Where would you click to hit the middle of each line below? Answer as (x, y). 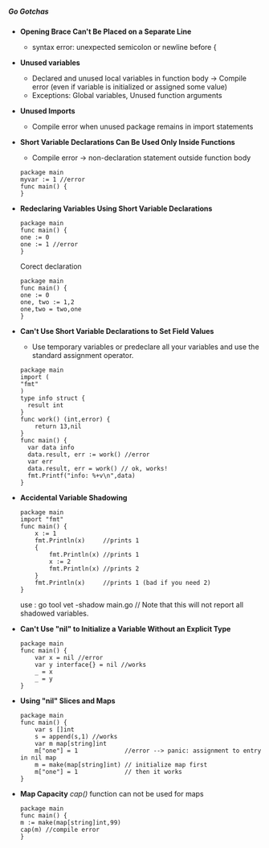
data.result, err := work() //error (89, 455)
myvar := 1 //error (53, 179)
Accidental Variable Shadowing (73, 497)
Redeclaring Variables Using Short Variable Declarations (116, 208)
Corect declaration (51, 266)
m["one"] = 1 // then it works (108, 772)
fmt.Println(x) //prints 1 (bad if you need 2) (123, 582)
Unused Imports (47, 111)
